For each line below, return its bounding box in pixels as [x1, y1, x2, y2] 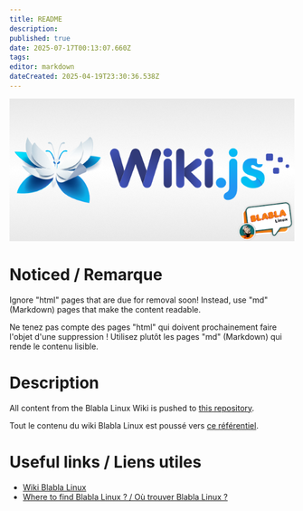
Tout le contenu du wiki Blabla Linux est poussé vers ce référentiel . [9, 419, 260, 430]
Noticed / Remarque [9, 265, 163, 285]
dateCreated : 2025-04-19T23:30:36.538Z [9, 72, 160, 82]
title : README [9, 14, 63, 24]
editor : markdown [9, 63, 75, 72]
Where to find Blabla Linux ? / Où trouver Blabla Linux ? [22, 491, 228, 502]
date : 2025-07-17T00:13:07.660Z [9, 43, 131, 53]
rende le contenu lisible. [9, 341, 99, 352]
